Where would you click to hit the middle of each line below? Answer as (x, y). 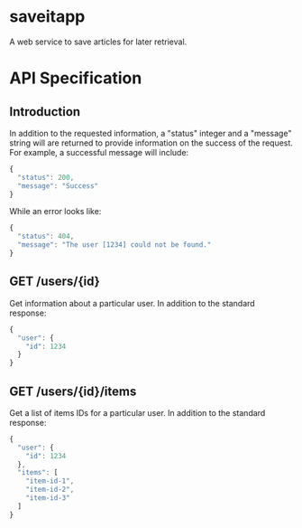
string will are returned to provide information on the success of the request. (151, 143)
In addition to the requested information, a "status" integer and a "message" (151, 133)
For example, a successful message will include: (99, 152)
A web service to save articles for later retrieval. (98, 42)
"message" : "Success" (58, 186)
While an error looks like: (55, 212)
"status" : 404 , (46, 237)
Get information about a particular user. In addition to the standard (132, 303)
